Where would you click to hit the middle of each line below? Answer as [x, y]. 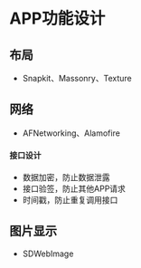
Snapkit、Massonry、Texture [77, 78]
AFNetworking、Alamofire [71, 133]
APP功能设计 [57, 19]
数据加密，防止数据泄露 [66, 177]
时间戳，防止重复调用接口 [70, 200]
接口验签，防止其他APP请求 [74, 189]
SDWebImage [48, 254]
